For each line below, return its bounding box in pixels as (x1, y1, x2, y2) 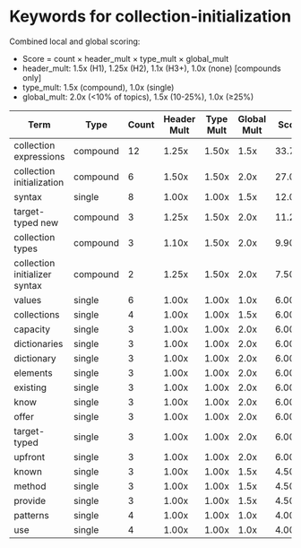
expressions (13, 150, 65, 162)
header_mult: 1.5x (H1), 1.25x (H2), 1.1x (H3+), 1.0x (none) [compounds (21, 63, 282, 74)
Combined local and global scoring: (9, 36, 141, 47)
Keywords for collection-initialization (9, 6, 292, 27)
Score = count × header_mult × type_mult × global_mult (21, 53, 229, 64)
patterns (13, 509, 49, 521)
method (13, 480, 47, 492)
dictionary (13, 352, 56, 364)
